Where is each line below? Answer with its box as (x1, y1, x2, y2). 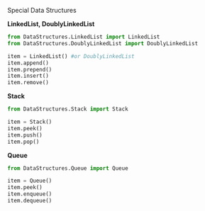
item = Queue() (7, 177, 52, 185)
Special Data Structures (7, 6, 77, 14)
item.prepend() (7, 66, 52, 73)
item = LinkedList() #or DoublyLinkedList (7, 52, 135, 59)
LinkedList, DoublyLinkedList (7, 20, 95, 28)
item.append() (7, 59, 50, 67)
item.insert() (7, 72, 50, 80)
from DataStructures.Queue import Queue (7, 164, 129, 172)
